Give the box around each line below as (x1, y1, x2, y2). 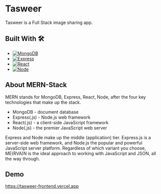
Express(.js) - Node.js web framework (12, 114, 91, 120)
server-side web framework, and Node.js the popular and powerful (5, 140, 143, 146)
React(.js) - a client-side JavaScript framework (12, 119, 109, 125)
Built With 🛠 (5, 34, 45, 43)
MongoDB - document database (12, 109, 79, 115)
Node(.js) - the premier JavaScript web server (12, 125, 107, 131)
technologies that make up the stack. (5, 99, 81, 105)
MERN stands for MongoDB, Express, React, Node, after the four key (5, 94, 146, 100)
